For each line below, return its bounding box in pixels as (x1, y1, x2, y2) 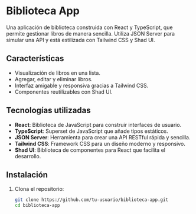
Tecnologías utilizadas (6, 106, 91, 116)
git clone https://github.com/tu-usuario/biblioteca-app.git (14, 197, 169, 203)
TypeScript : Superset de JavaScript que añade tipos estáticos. (14, 127, 168, 135)
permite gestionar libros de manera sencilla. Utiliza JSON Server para (6, 30, 175, 37)
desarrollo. (14, 152, 41, 159)
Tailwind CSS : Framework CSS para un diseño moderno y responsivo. (14, 140, 186, 147)
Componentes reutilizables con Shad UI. (14, 88, 113, 95)
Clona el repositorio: (14, 186, 64, 193)
